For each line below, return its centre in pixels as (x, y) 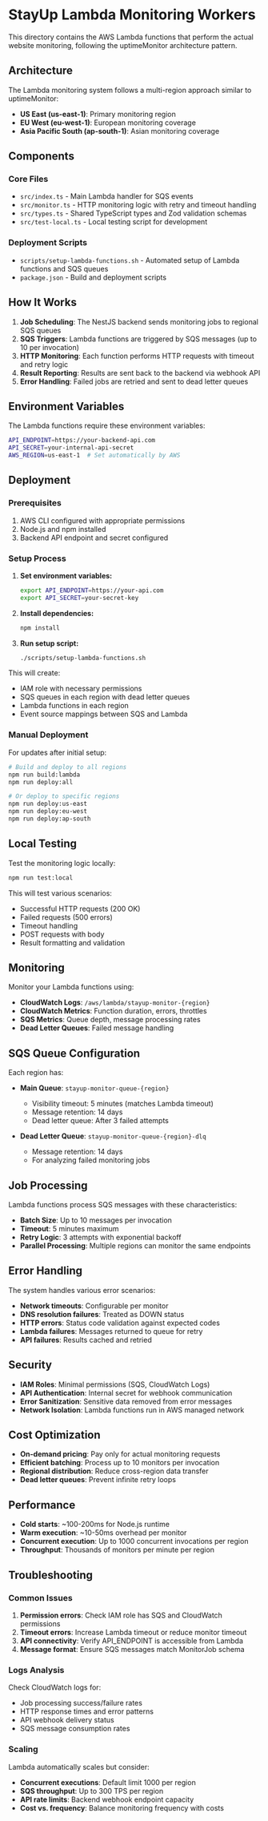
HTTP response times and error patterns (87, 1711)
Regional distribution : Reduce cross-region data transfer (114, 1471)
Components (41, 157)
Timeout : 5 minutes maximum (69, 1229)
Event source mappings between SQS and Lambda (104, 714)
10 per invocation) (50, 347)
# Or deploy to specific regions (64, 796)
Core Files (28, 179)
